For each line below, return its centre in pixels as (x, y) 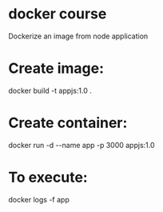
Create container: (68, 123)
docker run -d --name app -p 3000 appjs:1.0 (81, 145)
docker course (58, 14)
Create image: (56, 68)
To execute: (48, 178)
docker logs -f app (39, 199)
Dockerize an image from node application (78, 36)
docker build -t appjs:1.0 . (50, 90)
